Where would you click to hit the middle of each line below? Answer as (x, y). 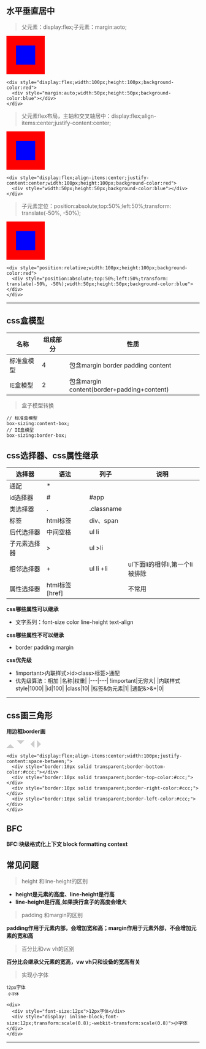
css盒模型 (25, 321)
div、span (104, 521)
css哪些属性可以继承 (32, 609)
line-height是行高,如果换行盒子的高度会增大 (71, 902)
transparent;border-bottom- (130, 767)
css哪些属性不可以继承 (35, 635)
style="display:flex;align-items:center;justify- (85, 178)
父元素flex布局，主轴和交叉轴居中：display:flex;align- (89, 116)
